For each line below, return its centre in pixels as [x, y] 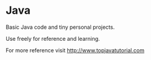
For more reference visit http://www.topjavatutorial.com [75, 50]
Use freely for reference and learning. [53, 38]
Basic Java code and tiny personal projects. [60, 27]
